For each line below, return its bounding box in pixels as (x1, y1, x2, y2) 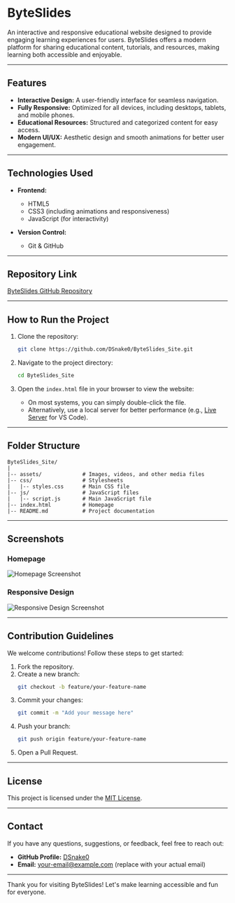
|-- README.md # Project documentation (7, 507, 155, 514)
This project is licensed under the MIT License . (7, 793, 143, 802)
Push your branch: (17, 722, 71, 731)
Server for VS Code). (27, 413, 89, 421)
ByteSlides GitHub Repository (7, 287, 93, 295)
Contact (7, 820, 43, 832)
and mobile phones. (17, 111, 75, 119)
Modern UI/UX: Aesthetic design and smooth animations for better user (17, 133, 225, 141)
